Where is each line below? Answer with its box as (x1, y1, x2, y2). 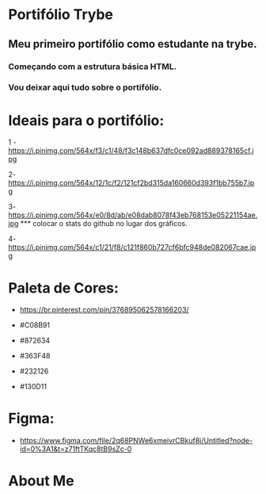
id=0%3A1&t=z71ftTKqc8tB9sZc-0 (19, 444, 132, 454)
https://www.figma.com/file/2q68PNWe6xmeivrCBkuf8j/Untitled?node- (19, 436, 253, 446)
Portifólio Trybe (8, 6, 113, 24)
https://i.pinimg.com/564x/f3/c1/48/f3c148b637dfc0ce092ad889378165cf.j (8, 146, 254, 155)
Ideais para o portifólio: (8, 111, 165, 129)
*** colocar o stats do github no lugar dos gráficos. (20, 219, 188, 228)
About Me (8, 472, 74, 490)
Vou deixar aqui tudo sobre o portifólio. (8, 82, 162, 93)
